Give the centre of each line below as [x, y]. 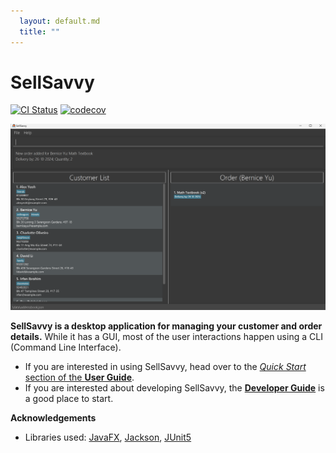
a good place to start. [69, 399]
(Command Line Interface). [66, 347]
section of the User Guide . [79, 377]
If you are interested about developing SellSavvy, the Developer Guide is [174, 388]
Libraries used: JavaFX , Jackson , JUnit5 [108, 437]
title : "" [39, 31]
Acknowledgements [53, 418]
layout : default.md [60, 21]
